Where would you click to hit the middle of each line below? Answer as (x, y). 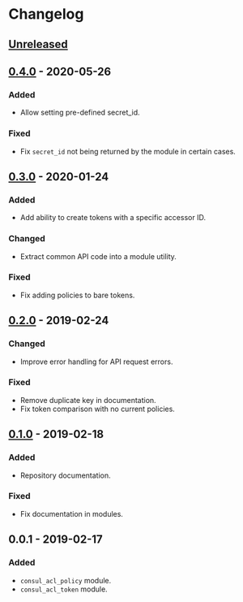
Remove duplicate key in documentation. (88, 400)
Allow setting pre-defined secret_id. (80, 113)
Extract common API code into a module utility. (98, 256)
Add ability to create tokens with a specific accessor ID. (113, 218)
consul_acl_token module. (64, 589)
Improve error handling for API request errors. (96, 362)
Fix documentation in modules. (72, 513)
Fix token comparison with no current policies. (98, 409)
